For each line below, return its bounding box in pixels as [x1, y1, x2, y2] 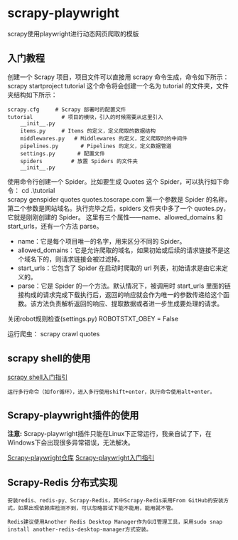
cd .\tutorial [21, 186, 55, 194]
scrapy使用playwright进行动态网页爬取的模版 [7, 29, 139, 38]
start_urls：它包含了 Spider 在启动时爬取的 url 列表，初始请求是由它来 [17, 264, 222, 272]
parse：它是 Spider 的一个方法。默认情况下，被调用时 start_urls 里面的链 [17, 281, 231, 290]
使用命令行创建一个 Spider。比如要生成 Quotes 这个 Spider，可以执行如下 [7, 177, 224, 186]
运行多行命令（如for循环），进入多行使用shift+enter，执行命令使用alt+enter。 [7, 388, 215, 395]
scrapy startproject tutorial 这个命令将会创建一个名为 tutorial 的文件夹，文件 [7, 81, 229, 90]
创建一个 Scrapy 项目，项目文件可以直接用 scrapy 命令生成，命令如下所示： [7, 73, 229, 81]
